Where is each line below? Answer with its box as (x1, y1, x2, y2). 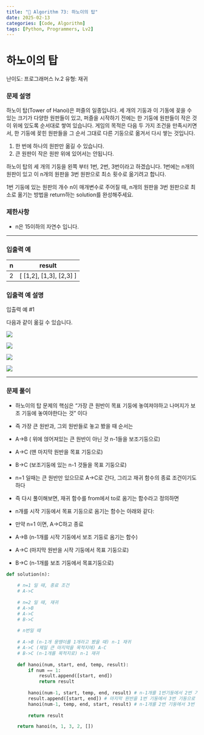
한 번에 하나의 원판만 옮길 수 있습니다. (15, 142, 104, 150)
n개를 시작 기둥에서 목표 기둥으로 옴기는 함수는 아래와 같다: (15, 507, 155, 514)
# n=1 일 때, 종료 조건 (17, 582, 70, 588)
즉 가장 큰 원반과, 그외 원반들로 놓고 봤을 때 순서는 (15, 422, 134, 429)
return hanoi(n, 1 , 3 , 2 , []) (17, 723, 94, 730)
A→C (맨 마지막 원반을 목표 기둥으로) (15, 448, 103, 455)
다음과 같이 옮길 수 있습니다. (6, 319, 73, 326)
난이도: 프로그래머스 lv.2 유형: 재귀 (6, 75, 88, 83)
